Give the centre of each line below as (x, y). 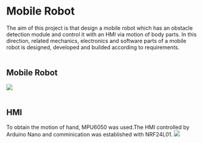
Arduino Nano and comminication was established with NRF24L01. (90, 134)
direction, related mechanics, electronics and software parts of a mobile (96, 41)
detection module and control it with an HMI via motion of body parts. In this (101, 34)
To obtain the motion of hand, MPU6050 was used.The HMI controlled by (98, 127)
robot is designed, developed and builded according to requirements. (93, 47)
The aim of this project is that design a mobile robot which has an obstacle (100, 28)
